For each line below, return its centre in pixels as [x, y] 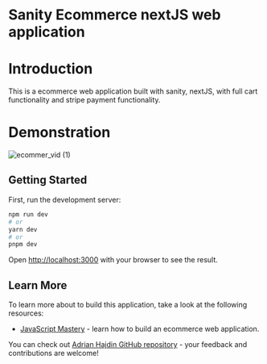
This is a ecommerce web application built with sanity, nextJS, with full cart [133, 91]
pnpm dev [23, 245]
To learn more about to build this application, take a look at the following [128, 305]
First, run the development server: [65, 199]
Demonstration [60, 133]
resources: [26, 313]
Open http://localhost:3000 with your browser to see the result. [113, 260]
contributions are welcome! [53, 354]
